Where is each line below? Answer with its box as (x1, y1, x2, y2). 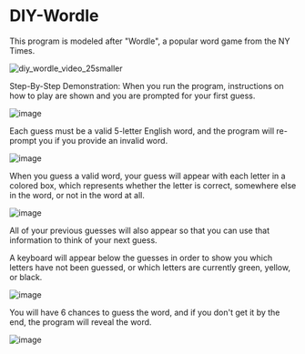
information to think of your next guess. (9, 234, 158, 246)
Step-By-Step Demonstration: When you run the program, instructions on (9, 80, 284, 91)
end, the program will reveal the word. (9, 316, 152, 328)
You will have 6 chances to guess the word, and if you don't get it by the (9, 307, 280, 318)
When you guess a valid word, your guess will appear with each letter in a (9, 170, 286, 181)
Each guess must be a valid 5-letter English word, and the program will (9, 125, 275, 137)
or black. (9, 271, 43, 282)
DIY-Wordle (9, 5, 99, 26)
